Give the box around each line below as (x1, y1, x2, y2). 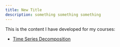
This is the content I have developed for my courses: (5, 26, 115, 32)
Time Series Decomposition (12, 36, 71, 42)
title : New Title (5, 7, 42, 13)
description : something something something (5, 12, 101, 17)
